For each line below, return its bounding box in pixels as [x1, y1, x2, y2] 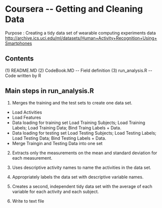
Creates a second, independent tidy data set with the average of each [12, 183, 152, 189]
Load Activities [12, 109, 42, 115]
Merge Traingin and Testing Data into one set [12, 140, 103, 146]
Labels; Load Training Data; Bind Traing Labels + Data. [12, 125, 122, 130]
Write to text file [12, 198, 45, 204]
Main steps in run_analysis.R [5, 87, 94, 95]
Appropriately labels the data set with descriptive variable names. [12, 174, 144, 180]
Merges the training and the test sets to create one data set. [12, 100, 132, 105]
